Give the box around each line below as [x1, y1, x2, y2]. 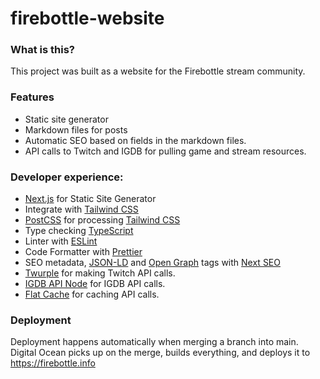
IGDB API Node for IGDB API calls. [24, 278, 166, 290]
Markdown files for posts [24, 123, 128, 136]
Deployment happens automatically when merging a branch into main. [10, 336, 299, 348]
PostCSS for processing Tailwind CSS [24, 214, 181, 226]
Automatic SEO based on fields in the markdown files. [24, 134, 247, 146]
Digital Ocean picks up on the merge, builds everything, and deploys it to [10, 347, 311, 359]
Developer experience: [10, 170, 124, 184]
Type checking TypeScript [24, 225, 134, 237]
